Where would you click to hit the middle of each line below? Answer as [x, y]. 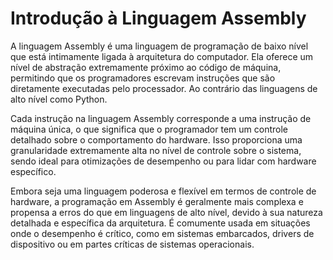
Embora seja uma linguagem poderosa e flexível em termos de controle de [163, 191]
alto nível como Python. [59, 99]
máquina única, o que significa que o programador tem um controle [149, 129]
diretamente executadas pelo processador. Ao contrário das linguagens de [164, 88]
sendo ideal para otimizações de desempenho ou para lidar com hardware [163, 161]
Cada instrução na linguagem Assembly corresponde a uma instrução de [161, 118]
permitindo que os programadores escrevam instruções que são [143, 78]
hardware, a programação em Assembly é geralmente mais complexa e [157, 201]
